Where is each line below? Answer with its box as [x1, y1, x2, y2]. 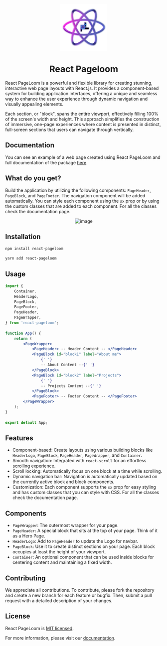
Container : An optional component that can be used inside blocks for [12, 554, 155, 560]
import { [5, 283, 23, 288]
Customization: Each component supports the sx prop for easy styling [12, 484, 156, 490]
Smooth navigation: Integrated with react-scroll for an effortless [12, 458, 147, 464]
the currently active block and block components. [12, 479, 115, 485]
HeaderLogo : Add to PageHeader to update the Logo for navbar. [12, 538, 139, 544]
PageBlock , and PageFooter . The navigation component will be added [5, 192, 146, 198]
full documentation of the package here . [5, 159, 88, 165]
